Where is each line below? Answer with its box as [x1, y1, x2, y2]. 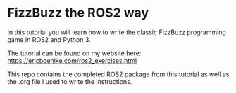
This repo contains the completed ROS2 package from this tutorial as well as [7, 70, 230, 78]
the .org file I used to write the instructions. [7, 77, 132, 85]
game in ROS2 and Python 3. [7, 35, 92, 43]
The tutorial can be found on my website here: [7, 49, 142, 57]
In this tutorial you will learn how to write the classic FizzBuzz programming [7, 28, 227, 36]
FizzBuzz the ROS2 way [7, 5, 149, 21]
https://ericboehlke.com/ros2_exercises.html [7, 56, 137, 64]
